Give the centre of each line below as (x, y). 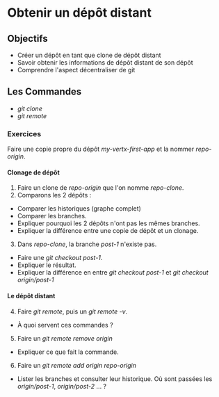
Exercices (24, 133)
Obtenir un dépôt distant (79, 13)
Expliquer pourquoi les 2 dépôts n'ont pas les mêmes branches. (108, 223)
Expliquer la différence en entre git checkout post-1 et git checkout (113, 273)
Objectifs (28, 39)
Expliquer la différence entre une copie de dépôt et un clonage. (108, 231)
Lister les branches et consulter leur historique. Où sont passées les (115, 379)
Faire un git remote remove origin (65, 338)
